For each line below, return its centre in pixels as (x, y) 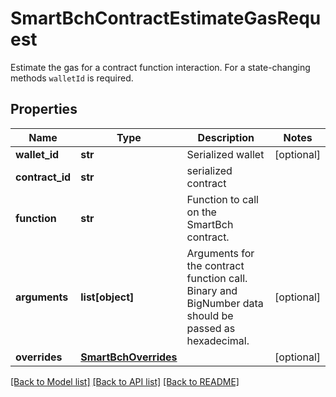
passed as (211, 328)
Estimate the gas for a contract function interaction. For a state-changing (160, 67)
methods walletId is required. (72, 78)
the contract (215, 265)
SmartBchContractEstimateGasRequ (166, 18)
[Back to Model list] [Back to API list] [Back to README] (125, 381)
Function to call (222, 199)
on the (201, 212)
